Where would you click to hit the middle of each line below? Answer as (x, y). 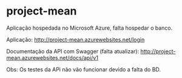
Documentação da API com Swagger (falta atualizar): (73, 51)
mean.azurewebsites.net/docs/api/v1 (52, 57)
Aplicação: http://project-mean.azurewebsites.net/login (76, 39)
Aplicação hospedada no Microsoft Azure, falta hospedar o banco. (89, 28)
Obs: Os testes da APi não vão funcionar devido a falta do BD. (84, 69)
